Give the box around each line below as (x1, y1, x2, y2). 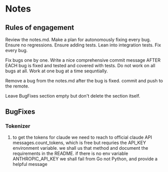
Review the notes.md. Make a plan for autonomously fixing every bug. (5, 36, 151, 42)
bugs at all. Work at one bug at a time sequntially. (5, 68, 108, 74)
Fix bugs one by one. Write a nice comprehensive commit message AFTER (5, 57, 161, 63)
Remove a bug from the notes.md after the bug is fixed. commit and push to (5, 78, 163, 83)
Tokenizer (5, 122, 30, 130)
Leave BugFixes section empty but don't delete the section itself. (5, 93, 141, 99)
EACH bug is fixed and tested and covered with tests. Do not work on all (5, 63, 155, 68)
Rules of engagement (5, 23, 74, 32)
